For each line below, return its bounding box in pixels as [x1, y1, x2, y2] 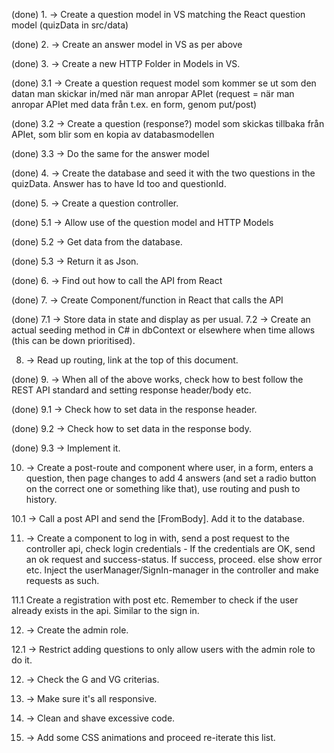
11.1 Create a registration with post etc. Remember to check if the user [11, 594, 299, 606]
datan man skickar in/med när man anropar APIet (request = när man [11, 88, 295, 99]
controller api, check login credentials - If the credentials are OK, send [25, 543, 316, 554]
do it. [11, 654, 33, 666]
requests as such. [25, 575, 100, 586]
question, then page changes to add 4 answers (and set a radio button [25, 472, 317, 484]
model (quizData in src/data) [11, 19, 129, 31]
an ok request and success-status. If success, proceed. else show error [25, 554, 323, 565]
